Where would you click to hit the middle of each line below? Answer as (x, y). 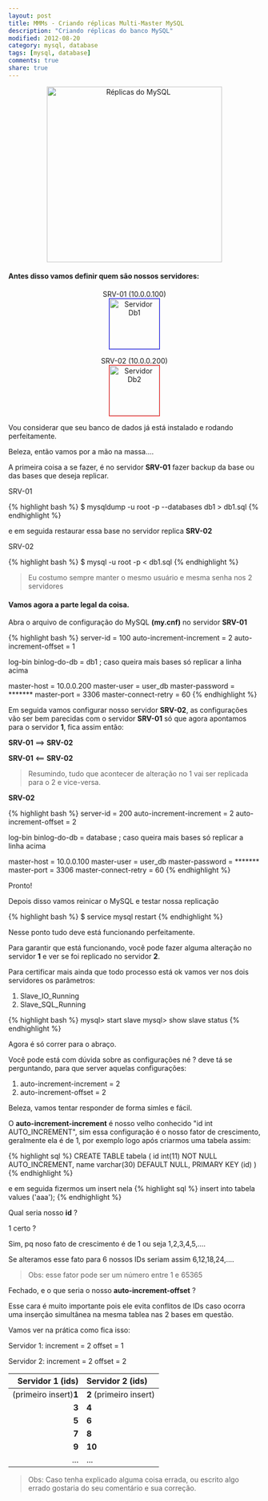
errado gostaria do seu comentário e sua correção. (112, 1488)
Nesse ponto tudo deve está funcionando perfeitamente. (102, 933)
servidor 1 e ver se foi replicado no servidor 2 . (84, 957)
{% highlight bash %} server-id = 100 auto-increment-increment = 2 (121, 638)
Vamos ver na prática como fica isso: (69, 1330)
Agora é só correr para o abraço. (62, 1044)
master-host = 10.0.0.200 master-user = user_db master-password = (122, 686)
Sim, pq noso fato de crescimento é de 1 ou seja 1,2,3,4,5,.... (107, 1244)
